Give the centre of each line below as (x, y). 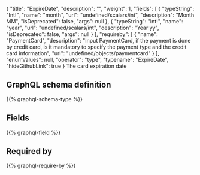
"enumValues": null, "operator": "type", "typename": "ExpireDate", (87, 60)
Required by (29, 151)
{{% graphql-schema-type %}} (45, 99)
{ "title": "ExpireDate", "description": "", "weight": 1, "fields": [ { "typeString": (100, 9)
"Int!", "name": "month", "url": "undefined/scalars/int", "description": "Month (100, 15)
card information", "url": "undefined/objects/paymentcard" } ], (83, 53)
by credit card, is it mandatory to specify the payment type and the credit (96, 47)
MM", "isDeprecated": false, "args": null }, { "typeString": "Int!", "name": (95, 21)
